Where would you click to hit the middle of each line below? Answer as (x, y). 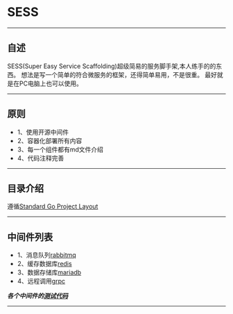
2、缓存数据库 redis (44, 264)
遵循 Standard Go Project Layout (53, 206)
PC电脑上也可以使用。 (51, 83)
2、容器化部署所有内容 (50, 140)
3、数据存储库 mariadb (49, 272)
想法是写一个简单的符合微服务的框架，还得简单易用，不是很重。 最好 (119, 74)
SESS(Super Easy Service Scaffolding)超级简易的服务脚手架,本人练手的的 (112, 66)
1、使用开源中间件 (43, 132)
